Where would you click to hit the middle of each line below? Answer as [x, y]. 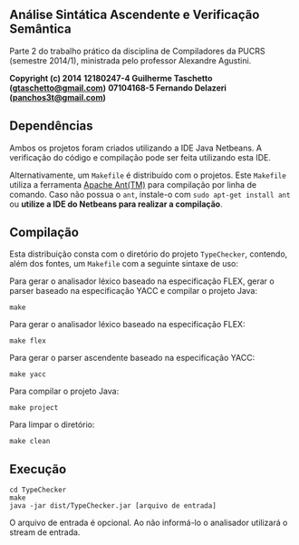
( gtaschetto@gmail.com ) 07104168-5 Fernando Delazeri [118, 88]
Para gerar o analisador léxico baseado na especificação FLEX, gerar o [142, 281]
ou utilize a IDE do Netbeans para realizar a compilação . [116, 204]
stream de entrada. [45, 532]
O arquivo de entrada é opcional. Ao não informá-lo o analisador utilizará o [149, 523]
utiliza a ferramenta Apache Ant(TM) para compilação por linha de [133, 184]
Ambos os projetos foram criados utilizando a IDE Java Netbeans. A [136, 148]
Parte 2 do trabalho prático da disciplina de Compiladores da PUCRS [137, 51]
